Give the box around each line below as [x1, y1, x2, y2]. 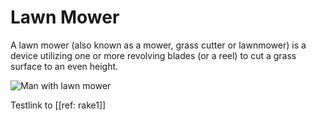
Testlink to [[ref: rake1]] [10, 99, 107, 111]
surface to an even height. [10, 60, 119, 72]
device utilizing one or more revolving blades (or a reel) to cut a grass [10, 49, 297, 61]
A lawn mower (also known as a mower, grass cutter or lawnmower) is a [10, 39, 307, 51]
